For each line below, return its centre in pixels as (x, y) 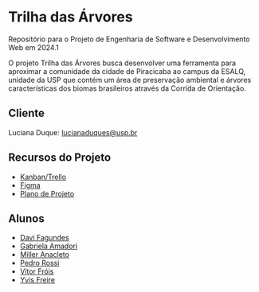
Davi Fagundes (44, 238)
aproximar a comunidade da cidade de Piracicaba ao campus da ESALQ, (127, 71)
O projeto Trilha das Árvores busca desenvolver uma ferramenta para (122, 63)
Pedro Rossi (39, 263)
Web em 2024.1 (33, 47)
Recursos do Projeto (60, 158)
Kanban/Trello (43, 177)
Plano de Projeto (47, 193)
